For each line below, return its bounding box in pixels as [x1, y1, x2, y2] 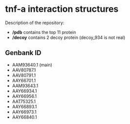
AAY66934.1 [12, 88, 37, 94]
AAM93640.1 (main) [12, 62, 52, 67]
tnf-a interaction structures [5, 3, 119, 15]
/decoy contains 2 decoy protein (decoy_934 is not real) [12, 34, 126, 40]
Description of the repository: [5, 20, 65, 26]
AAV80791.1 [12, 72, 36, 78]
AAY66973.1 [12, 109, 37, 115]
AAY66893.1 [12, 103, 37, 109]
